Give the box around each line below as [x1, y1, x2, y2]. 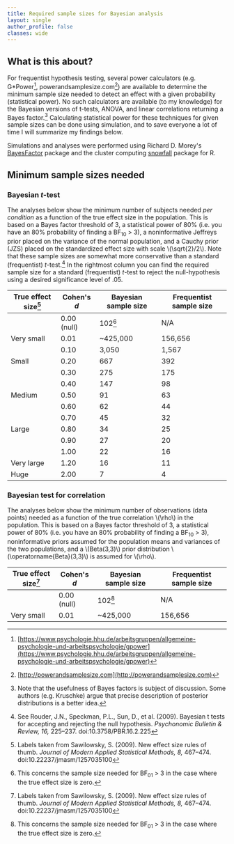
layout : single [7, 17, 52, 24]
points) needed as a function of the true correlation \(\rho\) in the [7, 513, 194, 522]
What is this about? [7, 55, 93, 67]
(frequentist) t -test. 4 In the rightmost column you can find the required [7, 259, 210, 269]
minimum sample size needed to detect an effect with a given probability [7, 90, 216, 98]
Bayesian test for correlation [7, 490, 106, 500]
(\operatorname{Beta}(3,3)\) [7, 552, 89, 561]
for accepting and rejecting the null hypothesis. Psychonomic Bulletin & [17, 720, 223, 728]
